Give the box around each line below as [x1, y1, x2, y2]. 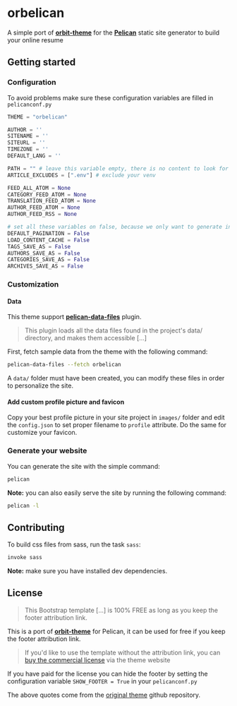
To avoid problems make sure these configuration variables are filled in [7, 93, 214, 102]
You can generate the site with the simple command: [7, 462, 160, 470]
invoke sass [7, 554, 42, 561]
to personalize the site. [7, 381, 74, 390]
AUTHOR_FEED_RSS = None [7, 210, 78, 218]
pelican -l [7, 502, 39, 509]
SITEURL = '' [7, 139, 46, 146]
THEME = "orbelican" [7, 113, 68, 121]
